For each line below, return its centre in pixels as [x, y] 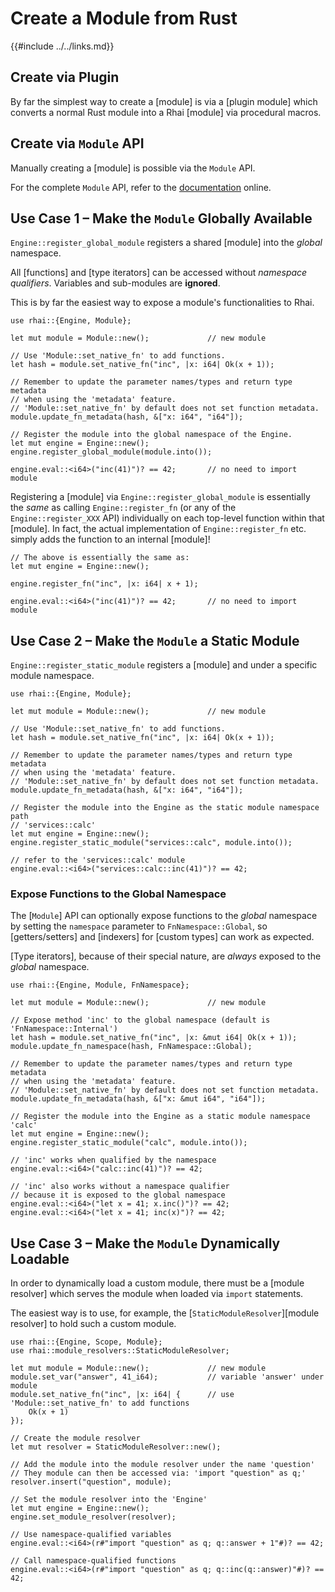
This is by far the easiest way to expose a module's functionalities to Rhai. [162, 303]
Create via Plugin [65, 77]
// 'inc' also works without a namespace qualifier [120, 1187]
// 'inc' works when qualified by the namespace [113, 1160]
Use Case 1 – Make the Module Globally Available [161, 218]
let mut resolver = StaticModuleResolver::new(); [116, 1447]
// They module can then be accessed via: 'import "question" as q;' [158, 1473]
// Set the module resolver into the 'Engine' [109, 1500]
